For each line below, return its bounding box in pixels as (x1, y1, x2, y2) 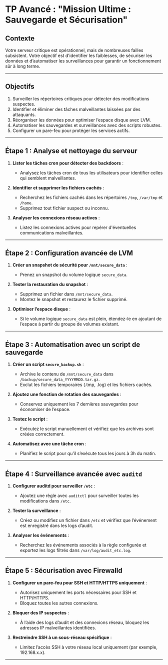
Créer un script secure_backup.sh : (12, 361, 84, 367)
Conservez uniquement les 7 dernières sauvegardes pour (19, 401, 138, 407)
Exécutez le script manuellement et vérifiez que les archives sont (19, 426, 154, 432)
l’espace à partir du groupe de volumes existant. (19, 321, 119, 327)
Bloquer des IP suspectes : (12, 609, 69, 615)
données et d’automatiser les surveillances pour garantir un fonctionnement (5, 58, 161, 63)
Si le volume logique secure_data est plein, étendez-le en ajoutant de (19, 316, 162, 322)
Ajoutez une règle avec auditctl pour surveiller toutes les (19, 492, 139, 498)
